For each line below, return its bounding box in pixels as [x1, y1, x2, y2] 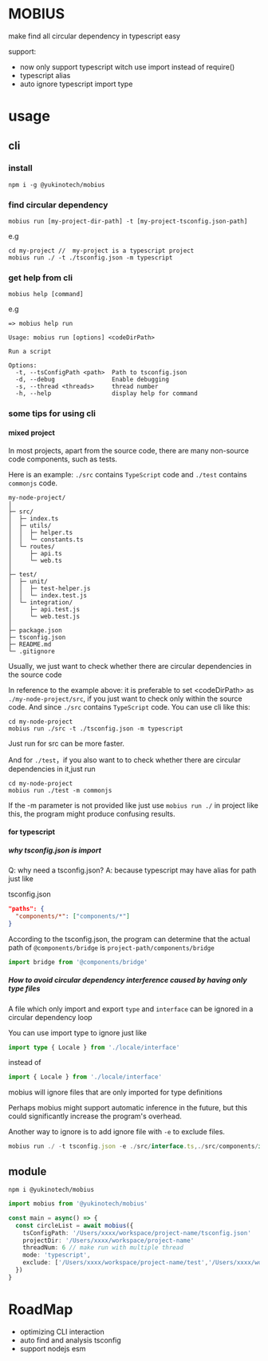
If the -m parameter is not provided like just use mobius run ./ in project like [8, 800, 259, 810]
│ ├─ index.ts [8, 514, 59, 523]
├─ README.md [8, 640, 52, 648]
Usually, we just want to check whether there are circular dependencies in [8, 661, 252, 671]
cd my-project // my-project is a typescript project [8, 247, 195, 255]
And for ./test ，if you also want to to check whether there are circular [8, 755, 241, 765]
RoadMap [8, 1300, 73, 1318]
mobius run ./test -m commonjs [8, 786, 112, 794]
